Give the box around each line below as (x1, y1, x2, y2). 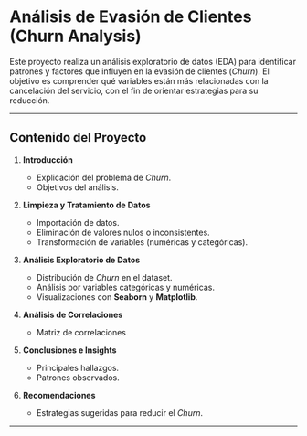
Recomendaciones (22, 389, 96, 400)
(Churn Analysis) (9, 26, 142, 47)
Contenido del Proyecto (9, 130, 147, 145)
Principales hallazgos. (36, 362, 120, 373)
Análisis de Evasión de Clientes (9, 6, 252, 27)
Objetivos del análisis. (36, 181, 119, 193)
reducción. (9, 94, 50, 106)
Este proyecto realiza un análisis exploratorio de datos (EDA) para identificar (9, 56, 297, 67)
